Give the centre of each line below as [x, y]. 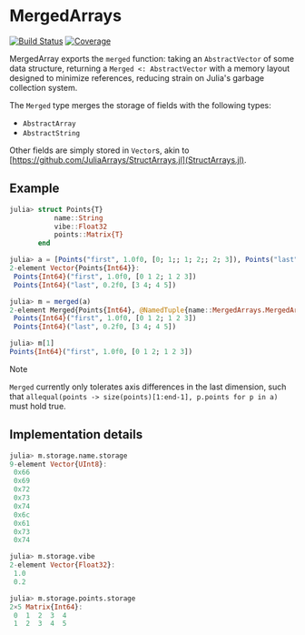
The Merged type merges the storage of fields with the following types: [140, 105]
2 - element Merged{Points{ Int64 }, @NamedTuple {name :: [111, 310]
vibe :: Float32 [80, 227]
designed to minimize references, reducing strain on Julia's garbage [137, 77]
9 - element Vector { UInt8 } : [58, 464]
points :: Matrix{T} [89, 235]
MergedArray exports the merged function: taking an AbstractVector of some [152, 58]
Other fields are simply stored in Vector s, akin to [99, 150]
